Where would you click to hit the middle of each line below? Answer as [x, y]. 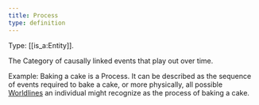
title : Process [33, 15]
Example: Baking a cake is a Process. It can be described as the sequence [130, 76]
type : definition [37, 23]
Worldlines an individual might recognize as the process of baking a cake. [129, 92]
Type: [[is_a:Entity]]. [41, 45]
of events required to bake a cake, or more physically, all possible [116, 84]
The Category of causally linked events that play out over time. [111, 61]
